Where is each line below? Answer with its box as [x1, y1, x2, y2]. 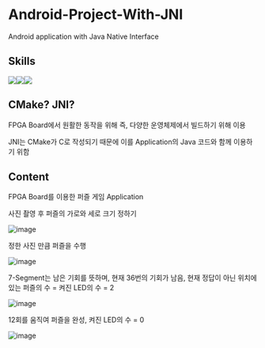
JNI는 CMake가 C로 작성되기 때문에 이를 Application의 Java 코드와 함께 [8, 137, 232, 146]
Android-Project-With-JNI [8, 6, 184, 24]
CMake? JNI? [8, 98, 75, 112]
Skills [8, 55, 36, 68]
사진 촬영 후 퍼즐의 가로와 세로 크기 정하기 [8, 209, 137, 218]
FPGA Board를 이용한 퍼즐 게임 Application [8, 192, 144, 202]
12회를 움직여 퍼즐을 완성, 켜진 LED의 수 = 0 [8, 315, 145, 325]
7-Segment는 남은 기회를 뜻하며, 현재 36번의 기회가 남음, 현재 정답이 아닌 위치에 [8, 273, 257, 282]
